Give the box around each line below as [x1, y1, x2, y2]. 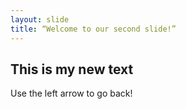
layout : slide [10, 14, 70, 25]
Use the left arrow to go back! [10, 87, 133, 100]
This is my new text [10, 61, 134, 78]
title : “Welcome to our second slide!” [10, 24, 177, 34]
